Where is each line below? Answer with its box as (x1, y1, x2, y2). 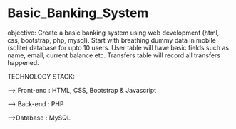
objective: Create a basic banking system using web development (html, (7, 28, 220, 37)
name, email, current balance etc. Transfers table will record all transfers (7, 51, 221, 60)
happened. (7, 58, 39, 67)
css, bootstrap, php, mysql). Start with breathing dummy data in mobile (7, 35, 216, 44)
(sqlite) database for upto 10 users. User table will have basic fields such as (7, 43, 230, 52)
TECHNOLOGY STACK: (7, 72, 75, 81)
